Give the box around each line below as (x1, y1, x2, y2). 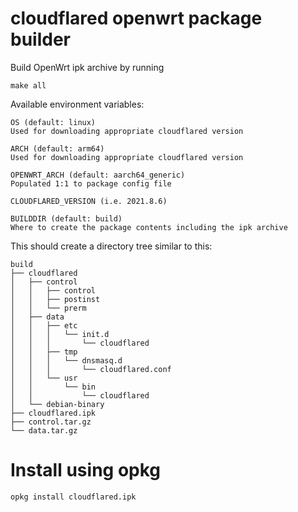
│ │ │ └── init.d (10, 329, 110, 339)
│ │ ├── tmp (10, 347, 78, 357)
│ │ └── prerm (10, 303, 87, 313)
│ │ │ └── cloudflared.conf (10, 364, 172, 374)
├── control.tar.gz (10, 417, 92, 427)
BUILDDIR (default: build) (10, 213, 123, 224)
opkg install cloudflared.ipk (10, 492, 137, 502)
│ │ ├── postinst (10, 294, 101, 304)
